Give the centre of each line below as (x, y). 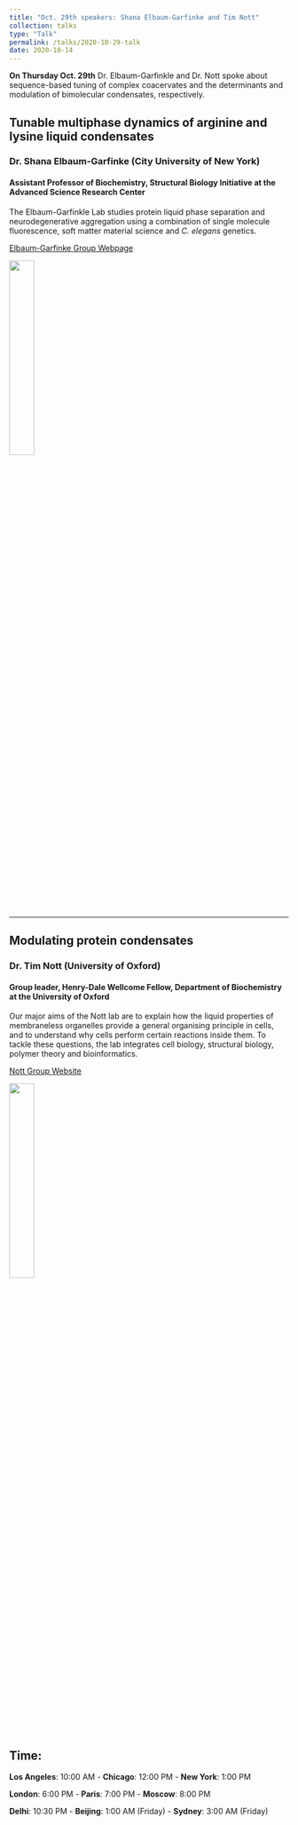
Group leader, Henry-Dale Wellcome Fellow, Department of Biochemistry (145, 987)
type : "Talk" (33, 34)
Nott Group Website (45, 1071)
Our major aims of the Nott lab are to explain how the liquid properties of (141, 1016)
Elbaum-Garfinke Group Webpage (71, 248)
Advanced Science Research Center (77, 193)
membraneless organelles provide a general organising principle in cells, (141, 1026)
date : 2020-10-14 (41, 51)
